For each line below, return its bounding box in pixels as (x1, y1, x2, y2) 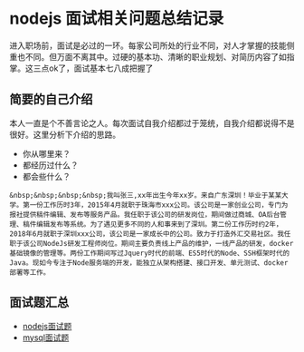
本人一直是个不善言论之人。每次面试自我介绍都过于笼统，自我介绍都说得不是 (9, 117, 295, 128)
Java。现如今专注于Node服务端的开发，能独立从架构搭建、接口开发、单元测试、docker (9, 258, 289, 268)
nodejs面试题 (22, 320, 72, 331)
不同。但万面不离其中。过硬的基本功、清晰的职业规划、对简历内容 (24, 51, 271, 62)
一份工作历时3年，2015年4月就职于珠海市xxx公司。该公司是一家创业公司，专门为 (29, 200, 289, 210)
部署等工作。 (9, 268, 51, 277)
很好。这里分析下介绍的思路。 (9, 129, 120, 140)
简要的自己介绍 (9, 92, 93, 107)
